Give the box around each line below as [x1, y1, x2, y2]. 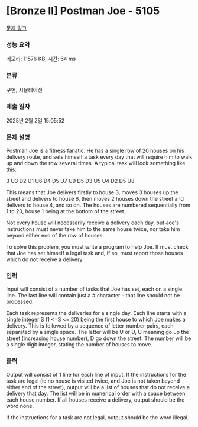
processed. [6, 298, 34, 306]
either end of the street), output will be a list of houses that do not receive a [6, 383, 190, 390]
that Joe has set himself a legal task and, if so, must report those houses [6, 250, 183, 257]
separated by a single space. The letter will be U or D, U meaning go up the [6, 329, 189, 336]
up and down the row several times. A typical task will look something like [6, 160, 186, 167]
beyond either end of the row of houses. [6, 232, 105, 239]
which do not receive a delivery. [6, 256, 84, 263]
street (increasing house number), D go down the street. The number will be [6, 335, 191, 342]
